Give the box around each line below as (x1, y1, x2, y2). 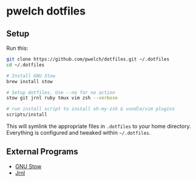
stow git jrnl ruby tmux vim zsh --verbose (6, 95, 118, 101)
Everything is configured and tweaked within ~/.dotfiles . (6, 129, 151, 136)
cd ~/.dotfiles (6, 62, 45, 68)
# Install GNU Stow (6, 73, 56, 79)
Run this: (6, 44, 29, 52)
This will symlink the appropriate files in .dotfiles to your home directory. (6, 123, 191, 130)
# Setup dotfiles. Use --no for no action (6, 89, 115, 95)
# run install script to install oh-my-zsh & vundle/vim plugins (6, 106, 175, 112)
